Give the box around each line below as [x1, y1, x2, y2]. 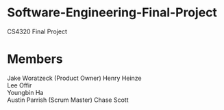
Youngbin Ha [7, 88, 44, 96]
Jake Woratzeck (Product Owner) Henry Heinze [7, 74, 142, 82]
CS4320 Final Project [7, 27, 67, 36]
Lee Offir [7, 81, 32, 90]
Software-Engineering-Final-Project [7, 5, 218, 20]
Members [7, 51, 63, 67]
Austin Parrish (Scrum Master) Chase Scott [7, 96, 129, 104]
